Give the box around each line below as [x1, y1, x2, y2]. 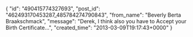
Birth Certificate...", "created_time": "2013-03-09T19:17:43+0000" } [5, 24, 173, 31]
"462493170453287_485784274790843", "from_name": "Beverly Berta [5, 11, 182, 18]
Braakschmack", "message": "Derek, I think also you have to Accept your [5, 18, 187, 24]
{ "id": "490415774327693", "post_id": [5, 5, 100, 12]
